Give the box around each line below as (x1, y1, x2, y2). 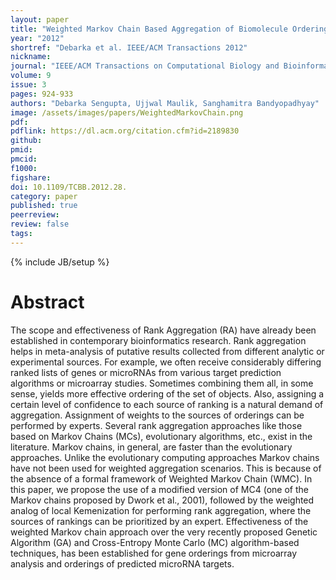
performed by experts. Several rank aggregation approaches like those (10, 419, 303, 431)
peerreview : (10, 210, 60, 220)
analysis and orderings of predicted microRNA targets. (10, 557, 235, 570)
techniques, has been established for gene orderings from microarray (10, 547, 298, 559)
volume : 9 (10, 71, 52, 81)
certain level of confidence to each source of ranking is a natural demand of (10, 398, 324, 410)
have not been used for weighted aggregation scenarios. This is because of (10, 462, 322, 474)
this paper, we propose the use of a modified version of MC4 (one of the (10, 483, 309, 495)
